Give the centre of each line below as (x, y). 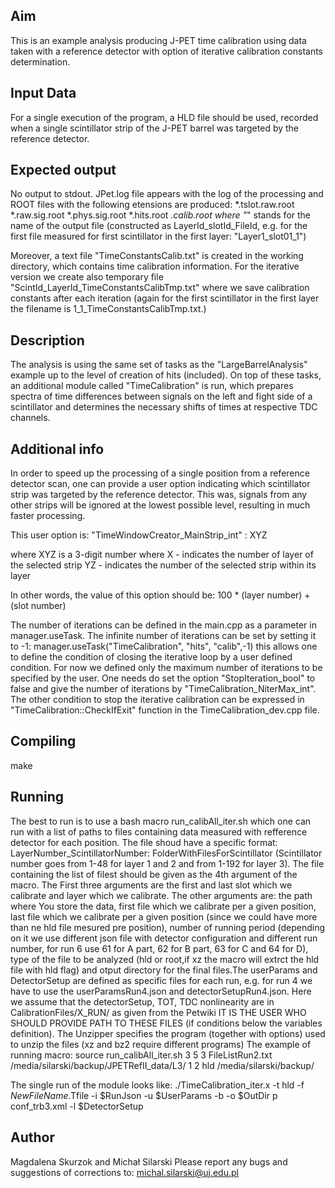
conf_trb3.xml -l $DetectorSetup (77, 1106)
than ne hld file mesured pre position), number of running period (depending (168, 927)
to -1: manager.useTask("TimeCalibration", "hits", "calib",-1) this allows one (164, 646)
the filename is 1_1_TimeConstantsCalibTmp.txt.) (108, 309)
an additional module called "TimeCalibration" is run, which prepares (152, 386)
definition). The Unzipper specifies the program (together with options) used (168, 1033)
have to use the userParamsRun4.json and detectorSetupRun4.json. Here (161, 991)
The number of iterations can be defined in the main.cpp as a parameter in (163, 625)
